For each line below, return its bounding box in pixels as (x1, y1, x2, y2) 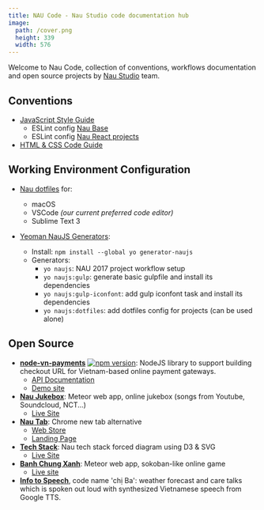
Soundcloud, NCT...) (19, 400, 87, 410)
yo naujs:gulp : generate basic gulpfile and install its (43, 272, 213, 281)
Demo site (31, 383, 65, 392)
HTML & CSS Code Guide (19, 140, 103, 149)
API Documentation (31, 375, 95, 384)
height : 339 (15, 33, 55, 42)
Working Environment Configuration (8, 163, 191, 176)
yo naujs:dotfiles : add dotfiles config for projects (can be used (43, 305, 253, 315)
